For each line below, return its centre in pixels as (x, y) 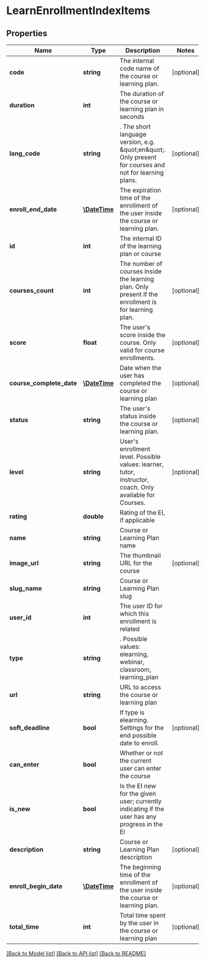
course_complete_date (43, 383)
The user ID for (141, 606)
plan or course (141, 254)
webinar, (132, 662)
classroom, (135, 670)
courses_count (31, 290)
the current (136, 761)
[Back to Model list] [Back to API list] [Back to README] (76, 954)
